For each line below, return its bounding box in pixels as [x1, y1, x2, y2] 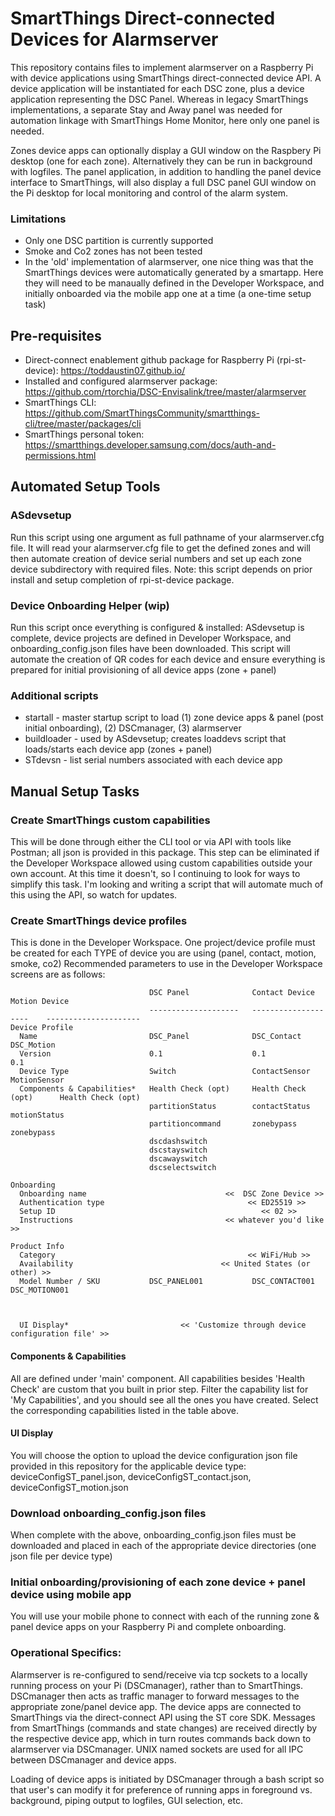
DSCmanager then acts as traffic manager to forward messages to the [10, 1690, 300, 1702]
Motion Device [10, 997, 70, 1007]
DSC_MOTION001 [10, 1285, 70, 1296]
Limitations [10, 212, 67, 226]
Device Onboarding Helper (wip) [10, 598, 170, 612]
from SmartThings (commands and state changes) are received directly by [10, 1722, 318, 1734]
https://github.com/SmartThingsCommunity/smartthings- [24, 407, 260, 419]
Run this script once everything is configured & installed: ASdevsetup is [10, 622, 305, 634]
